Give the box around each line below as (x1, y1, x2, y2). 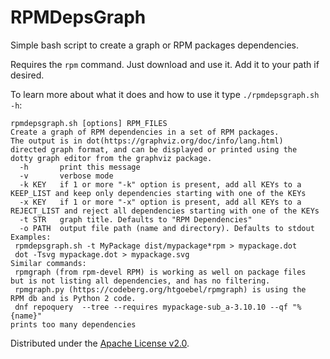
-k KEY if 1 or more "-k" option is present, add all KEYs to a (19, 179, 302, 190)
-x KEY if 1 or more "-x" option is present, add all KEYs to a (19, 197, 302, 207)
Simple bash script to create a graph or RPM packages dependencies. (10, 39, 300, 51)
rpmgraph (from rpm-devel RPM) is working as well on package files (14, 267, 307, 277)
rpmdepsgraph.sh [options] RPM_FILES (10, 118, 168, 128)
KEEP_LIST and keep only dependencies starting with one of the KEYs (10, 188, 307, 198)
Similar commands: (10, 258, 87, 268)
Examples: (10, 232, 52, 242)
